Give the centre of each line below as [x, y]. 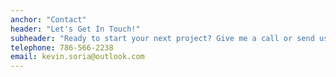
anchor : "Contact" [48, 19]
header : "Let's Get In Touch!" [75, 29]
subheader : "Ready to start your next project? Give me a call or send [162, 38]
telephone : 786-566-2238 [62, 47]
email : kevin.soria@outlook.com [77, 57]
